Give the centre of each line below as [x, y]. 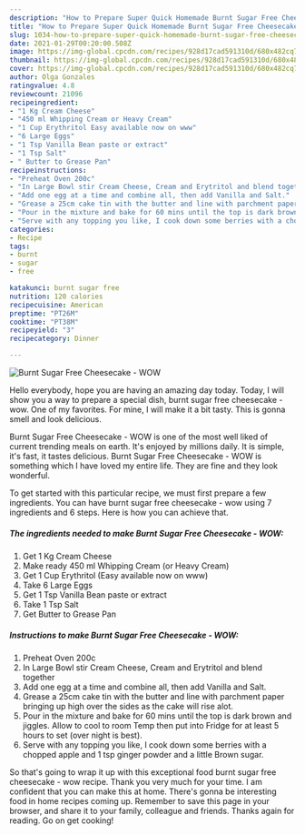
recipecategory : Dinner [54, 339]
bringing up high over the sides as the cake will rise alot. [128, 706]
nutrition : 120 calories [56, 297]
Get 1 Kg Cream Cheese [67, 556]
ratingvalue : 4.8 [42, 86]
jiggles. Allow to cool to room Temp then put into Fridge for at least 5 [151, 725]
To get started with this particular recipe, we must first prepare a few [138, 493]
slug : [20, 35]
